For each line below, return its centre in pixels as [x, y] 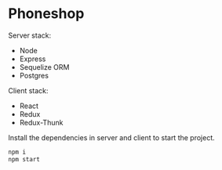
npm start [24, 159]
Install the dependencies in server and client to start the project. [112, 137]
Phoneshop [46, 14]
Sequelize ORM [44, 67]
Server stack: [30, 35]
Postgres [34, 75]
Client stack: [28, 90]
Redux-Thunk [41, 122]
